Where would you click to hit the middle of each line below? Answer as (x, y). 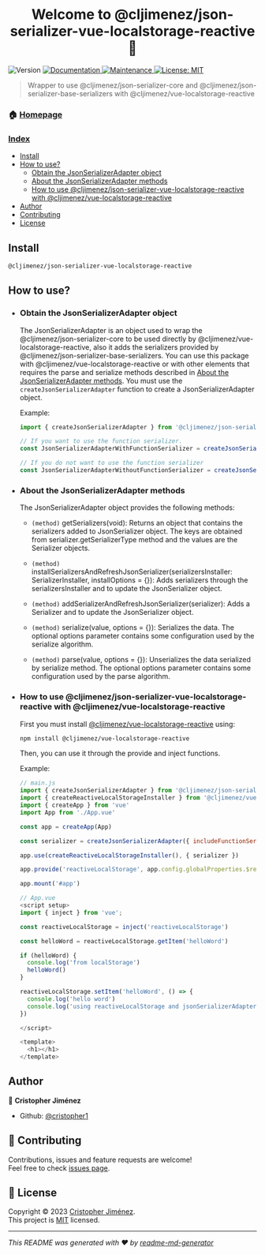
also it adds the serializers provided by (156, 347)
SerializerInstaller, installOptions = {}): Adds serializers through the (140, 580)
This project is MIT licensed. (54, 1220)
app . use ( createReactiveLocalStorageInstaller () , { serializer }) (129, 855)
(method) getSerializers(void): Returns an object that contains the (137, 523)
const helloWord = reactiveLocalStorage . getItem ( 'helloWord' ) (124, 941)
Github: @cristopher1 (54, 1115)
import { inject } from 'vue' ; (71, 912)
